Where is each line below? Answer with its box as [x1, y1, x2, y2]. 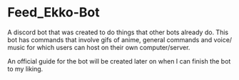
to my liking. [7, 64, 44, 73]
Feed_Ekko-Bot [7, 4, 100, 21]
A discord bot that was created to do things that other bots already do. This [7, 28, 229, 36]
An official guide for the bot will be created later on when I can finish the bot [7, 56, 231, 65]
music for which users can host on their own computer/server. [7, 43, 190, 51]
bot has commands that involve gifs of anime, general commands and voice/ [7, 35, 233, 44]
